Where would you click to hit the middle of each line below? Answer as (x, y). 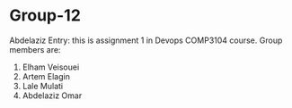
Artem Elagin (46, 76)
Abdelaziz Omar (52, 96)
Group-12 (45, 16)
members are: (35, 49)
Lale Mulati (43, 86)
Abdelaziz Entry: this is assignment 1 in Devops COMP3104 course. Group (146, 40)
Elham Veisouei (51, 67)
